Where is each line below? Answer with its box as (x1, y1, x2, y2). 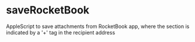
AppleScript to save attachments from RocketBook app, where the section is (6, 23, 190, 30)
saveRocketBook (6, 3, 89, 17)
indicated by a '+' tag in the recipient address (6, 29, 116, 36)
